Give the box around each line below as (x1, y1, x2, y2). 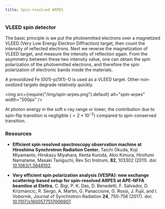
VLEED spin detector (5, 23, 56, 30)
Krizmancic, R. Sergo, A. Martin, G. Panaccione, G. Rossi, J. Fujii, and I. (12, 188, 158, 194)
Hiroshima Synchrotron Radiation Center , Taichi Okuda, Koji (12, 146, 138, 152)
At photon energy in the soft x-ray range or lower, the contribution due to (5, 106, 155, 112)
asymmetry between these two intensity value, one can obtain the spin (5, 56, 151, 62)
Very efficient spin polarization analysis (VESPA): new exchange (12, 172, 149, 178)
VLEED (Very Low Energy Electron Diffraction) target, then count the (5, 40, 146, 46)
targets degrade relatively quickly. (23, 82, 94, 88)
